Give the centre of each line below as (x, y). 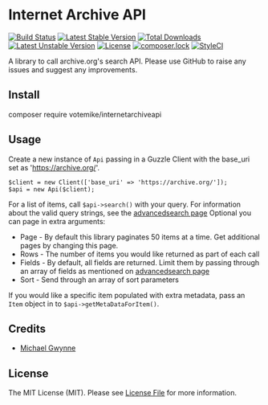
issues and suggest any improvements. (73, 69)
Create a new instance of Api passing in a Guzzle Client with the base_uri (129, 159)
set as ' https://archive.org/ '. (54, 167)
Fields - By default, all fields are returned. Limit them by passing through (140, 262)
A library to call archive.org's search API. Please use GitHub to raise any (127, 61)
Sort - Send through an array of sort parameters (99, 280)
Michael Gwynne (48, 348)
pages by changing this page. (69, 245)
